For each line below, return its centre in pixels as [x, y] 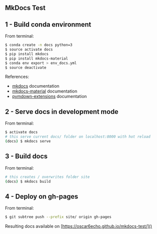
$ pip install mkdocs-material [37, 58]
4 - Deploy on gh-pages [42, 196]
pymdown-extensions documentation [49, 96]
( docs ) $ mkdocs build [28, 181]
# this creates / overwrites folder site [47, 177]
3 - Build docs [26, 156]
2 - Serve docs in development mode [62, 112]
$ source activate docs [29, 50]
